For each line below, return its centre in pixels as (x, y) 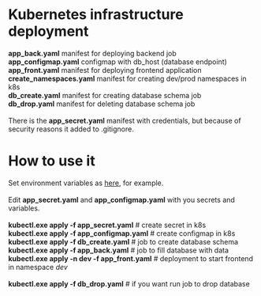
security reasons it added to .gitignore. (71, 129)
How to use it (52, 161)
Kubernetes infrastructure (96, 15)
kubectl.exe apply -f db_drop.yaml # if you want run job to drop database (129, 283)
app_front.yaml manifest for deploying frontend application (105, 70)
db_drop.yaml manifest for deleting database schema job (102, 104)
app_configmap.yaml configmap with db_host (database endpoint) (117, 62)
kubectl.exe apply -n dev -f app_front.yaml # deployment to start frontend (131, 258)
